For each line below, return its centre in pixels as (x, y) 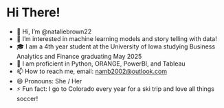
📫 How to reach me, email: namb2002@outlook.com (92, 71)
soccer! (27, 98)
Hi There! (33, 13)
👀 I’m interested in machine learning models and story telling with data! (116, 38)
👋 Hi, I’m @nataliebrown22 (54, 31)
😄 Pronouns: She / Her (49, 81)
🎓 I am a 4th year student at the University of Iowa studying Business (116, 46)
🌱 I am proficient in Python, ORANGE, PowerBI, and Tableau (101, 64)
